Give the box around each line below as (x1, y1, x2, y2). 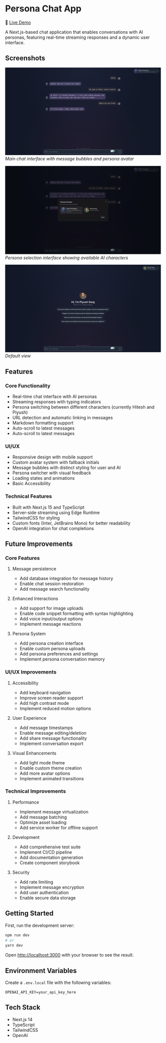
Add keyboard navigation (19, 689, 71, 695)
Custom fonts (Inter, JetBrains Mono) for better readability (12, 520, 131, 526)
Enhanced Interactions (12, 596, 58, 601)
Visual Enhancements (12, 750, 57, 756)
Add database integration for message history (19, 576, 114, 582)
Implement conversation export (19, 741, 83, 746)
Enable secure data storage (19, 894, 76, 900)
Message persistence (12, 566, 57, 572)
